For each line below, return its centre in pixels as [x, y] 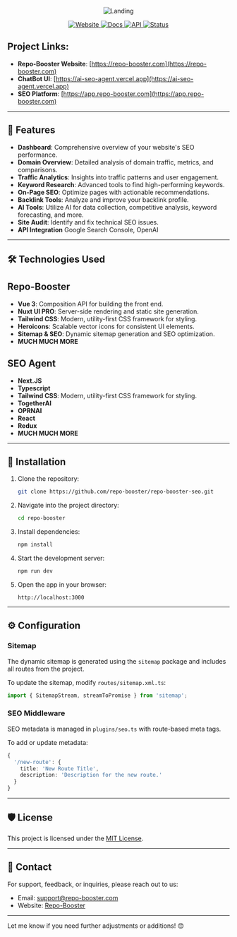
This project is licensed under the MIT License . [75, 838]
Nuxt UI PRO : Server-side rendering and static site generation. [108, 311]
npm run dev [35, 571]
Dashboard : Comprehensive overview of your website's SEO [106, 147]
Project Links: [38, 47]
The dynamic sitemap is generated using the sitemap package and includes [117, 661]
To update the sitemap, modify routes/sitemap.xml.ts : [87, 682]
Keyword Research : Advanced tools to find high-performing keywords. [121, 184]
